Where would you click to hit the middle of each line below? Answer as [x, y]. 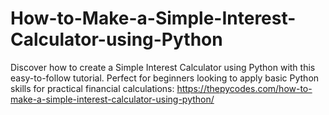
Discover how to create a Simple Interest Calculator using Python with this [163, 67]
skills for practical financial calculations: [92, 88]
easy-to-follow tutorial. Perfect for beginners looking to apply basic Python [165, 78]
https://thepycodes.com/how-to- [244, 88]
